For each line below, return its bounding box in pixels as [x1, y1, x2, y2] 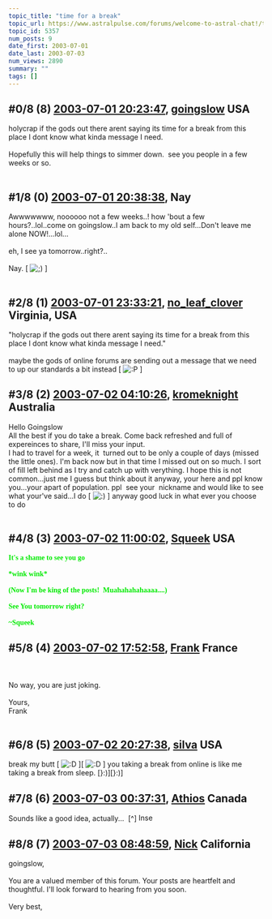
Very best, [8, 901, 43, 911]
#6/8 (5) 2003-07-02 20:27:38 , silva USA [8, 737, 223, 751]
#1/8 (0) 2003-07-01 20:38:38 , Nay [8, 190, 192, 204]
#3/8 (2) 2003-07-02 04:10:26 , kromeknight [8, 388, 239, 402]
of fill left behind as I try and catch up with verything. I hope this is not [8, 465, 242, 475]
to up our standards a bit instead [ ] [8, 364, 143, 374]
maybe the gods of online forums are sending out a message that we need [8, 356, 257, 366]
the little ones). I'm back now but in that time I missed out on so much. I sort [8, 456, 261, 466]
